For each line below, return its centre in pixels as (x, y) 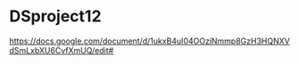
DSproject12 (55, 16)
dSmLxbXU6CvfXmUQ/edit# (62, 50)
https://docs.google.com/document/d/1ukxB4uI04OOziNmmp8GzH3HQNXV (149, 41)
